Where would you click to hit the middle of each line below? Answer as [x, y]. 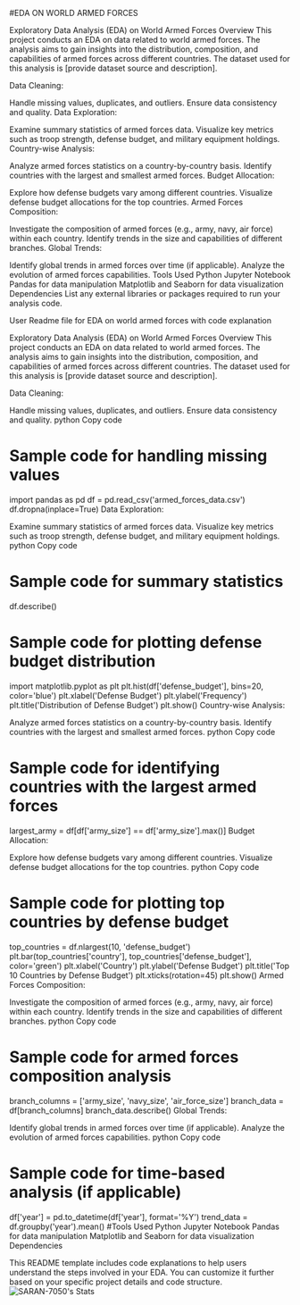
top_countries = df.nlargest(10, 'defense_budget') [100, 947]
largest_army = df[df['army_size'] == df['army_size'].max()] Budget [132, 831]
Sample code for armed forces [124, 1057]
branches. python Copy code [63, 1021]
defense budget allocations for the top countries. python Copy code [134, 866]
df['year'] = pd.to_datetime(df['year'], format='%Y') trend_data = [129, 1217]
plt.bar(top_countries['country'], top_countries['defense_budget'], [130, 956]
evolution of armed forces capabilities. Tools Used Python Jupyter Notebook [150, 275]
